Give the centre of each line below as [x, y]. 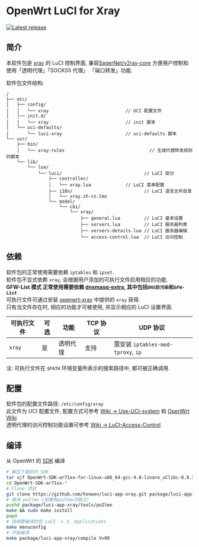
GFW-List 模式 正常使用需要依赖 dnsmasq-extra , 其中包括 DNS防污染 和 [90, 287]
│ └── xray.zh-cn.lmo [78, 196]
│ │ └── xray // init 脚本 [81, 122]
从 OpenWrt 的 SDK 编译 [36, 461]
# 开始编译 [18, 532]
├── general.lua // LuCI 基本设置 [132, 218]
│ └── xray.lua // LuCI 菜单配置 [106, 185]
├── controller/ [68, 178]
